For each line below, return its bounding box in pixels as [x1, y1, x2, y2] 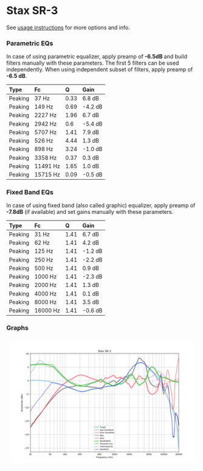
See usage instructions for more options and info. [6, 24, 131, 31]
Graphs [6, 324, 29, 332]
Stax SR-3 [6, 4, 58, 18]
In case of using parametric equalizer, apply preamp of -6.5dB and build [6, 53, 187, 60]
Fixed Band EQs [6, 188, 53, 196]
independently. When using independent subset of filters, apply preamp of [6, 66, 193, 73]
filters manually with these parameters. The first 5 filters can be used [6, 59, 179, 67]
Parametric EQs [6, 39, 53, 48]
